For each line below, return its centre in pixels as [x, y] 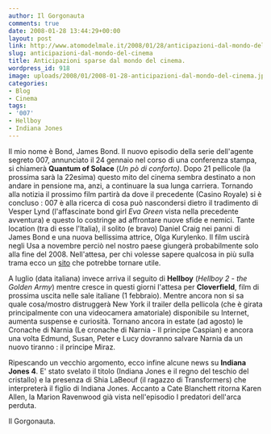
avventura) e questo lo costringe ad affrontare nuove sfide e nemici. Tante [132, 219]
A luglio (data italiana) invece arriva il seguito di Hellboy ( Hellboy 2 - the [128, 278]
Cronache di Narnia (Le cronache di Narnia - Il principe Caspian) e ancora [131, 330]
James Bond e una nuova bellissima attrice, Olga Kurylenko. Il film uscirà [129, 237]
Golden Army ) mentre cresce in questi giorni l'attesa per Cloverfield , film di [134, 286]
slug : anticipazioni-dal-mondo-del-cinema [81, 53]
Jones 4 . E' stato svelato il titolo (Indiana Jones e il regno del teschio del [129, 371]
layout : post [30, 38]
